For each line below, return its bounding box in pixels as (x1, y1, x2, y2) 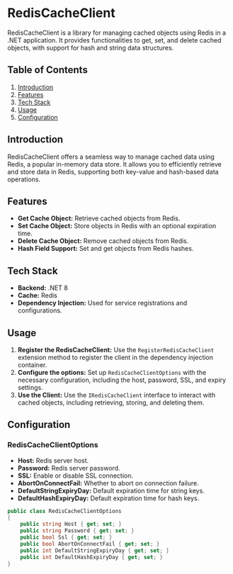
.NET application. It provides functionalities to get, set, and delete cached (7, 35, 222, 44)
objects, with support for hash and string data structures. (7, 43, 174, 52)
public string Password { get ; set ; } (20, 527, 135, 534)
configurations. (17, 306, 62, 315)
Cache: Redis (17, 291, 58, 300)
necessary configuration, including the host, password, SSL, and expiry (17, 376, 227, 384)
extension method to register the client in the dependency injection (17, 353, 214, 361)
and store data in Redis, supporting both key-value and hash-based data (7, 167, 219, 176)
